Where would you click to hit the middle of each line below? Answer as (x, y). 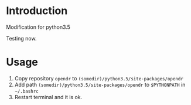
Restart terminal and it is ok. (48, 97)
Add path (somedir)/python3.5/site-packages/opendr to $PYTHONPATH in (100, 84)
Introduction (37, 11)
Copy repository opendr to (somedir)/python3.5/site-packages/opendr (99, 78)
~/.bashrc (27, 91)
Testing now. (21, 38)
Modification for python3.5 (38, 27)
